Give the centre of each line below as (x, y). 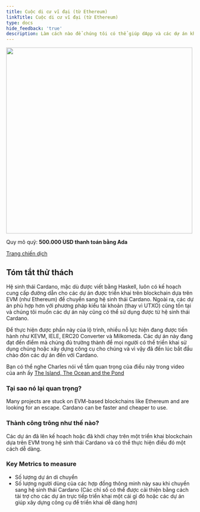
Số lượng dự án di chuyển (46, 477)
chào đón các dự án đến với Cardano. (52, 355)
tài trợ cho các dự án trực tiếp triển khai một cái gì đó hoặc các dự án (99, 496)
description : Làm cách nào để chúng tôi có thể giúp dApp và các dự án (97, 34)
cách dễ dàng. (24, 449)
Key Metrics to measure (41, 464)
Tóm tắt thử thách (40, 272)
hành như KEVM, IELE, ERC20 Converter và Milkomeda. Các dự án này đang (99, 336)
